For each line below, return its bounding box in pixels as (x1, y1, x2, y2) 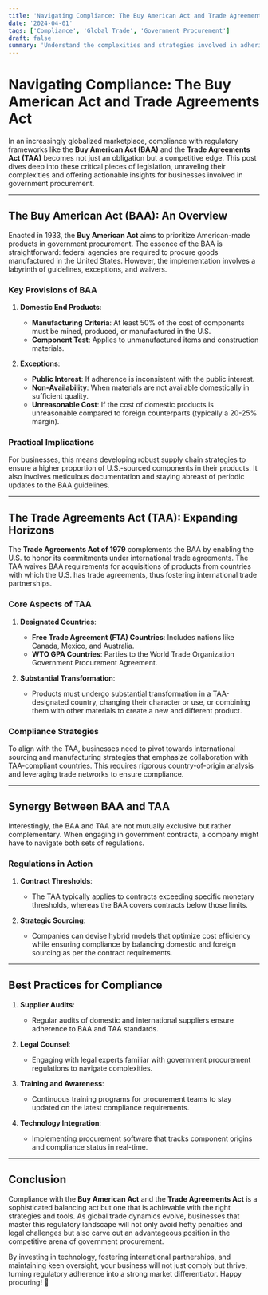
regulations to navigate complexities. (31, 1063, 153, 1073)
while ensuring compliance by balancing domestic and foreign (31, 939, 237, 949)
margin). (31, 417, 60, 427)
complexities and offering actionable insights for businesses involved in (8, 170, 243, 180)
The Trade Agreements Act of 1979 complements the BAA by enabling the (8, 545, 254, 554)
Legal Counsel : (19, 1039, 71, 1049)
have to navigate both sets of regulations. (8, 838, 145, 848)
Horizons (8, 523, 55, 537)
